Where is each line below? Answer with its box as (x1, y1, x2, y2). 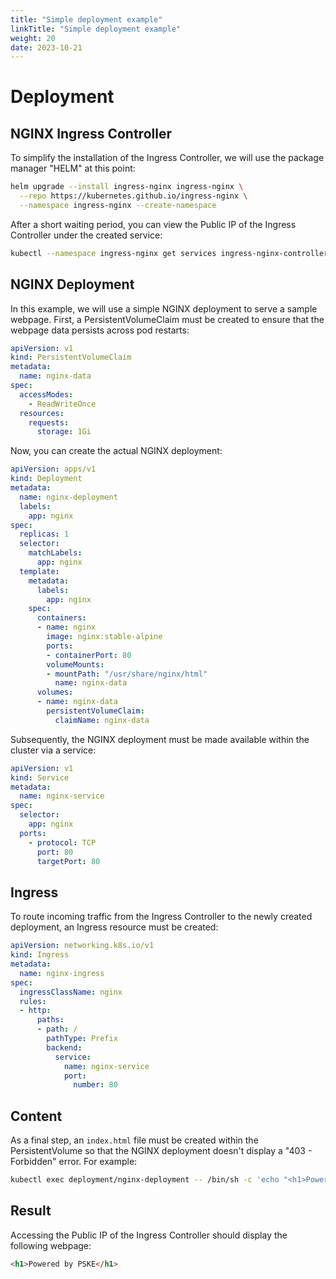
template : (19, 566, 60, 576)
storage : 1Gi (36, 427, 92, 437)
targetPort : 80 (36, 856, 101, 866)
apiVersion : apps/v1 (10, 464, 97, 475)
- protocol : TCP (28, 837, 97, 848)
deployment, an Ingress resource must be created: (10, 921, 219, 933)
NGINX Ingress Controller (10, 125, 172, 142)
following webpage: (10, 1239, 92, 1251)
